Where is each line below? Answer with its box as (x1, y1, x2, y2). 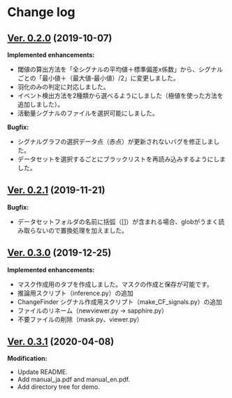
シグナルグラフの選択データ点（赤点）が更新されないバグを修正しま (17, 137, 214, 146)
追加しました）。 (17, 100, 64, 109)
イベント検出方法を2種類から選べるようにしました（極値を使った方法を (17, 92, 224, 99)
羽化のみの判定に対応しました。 (17, 83, 110, 91)
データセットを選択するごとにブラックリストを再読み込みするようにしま (17, 155, 226, 163)
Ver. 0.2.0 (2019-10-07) (7, 32, 113, 44)
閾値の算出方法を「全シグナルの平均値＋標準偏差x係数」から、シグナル (17, 65, 224, 74)
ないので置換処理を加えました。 (36, 226, 128, 235)
